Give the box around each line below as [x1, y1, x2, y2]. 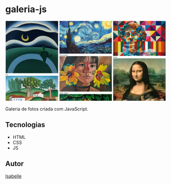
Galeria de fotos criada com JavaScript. [5, 105, 89, 112]
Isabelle [5, 173, 22, 179]
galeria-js [5, 4, 47, 15]
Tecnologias [5, 121, 45, 129]
